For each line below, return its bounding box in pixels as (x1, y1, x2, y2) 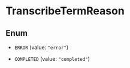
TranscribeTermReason (5, 4, 125, 18)
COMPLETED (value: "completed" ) (14, 55, 90, 62)
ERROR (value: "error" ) (14, 44, 69, 51)
